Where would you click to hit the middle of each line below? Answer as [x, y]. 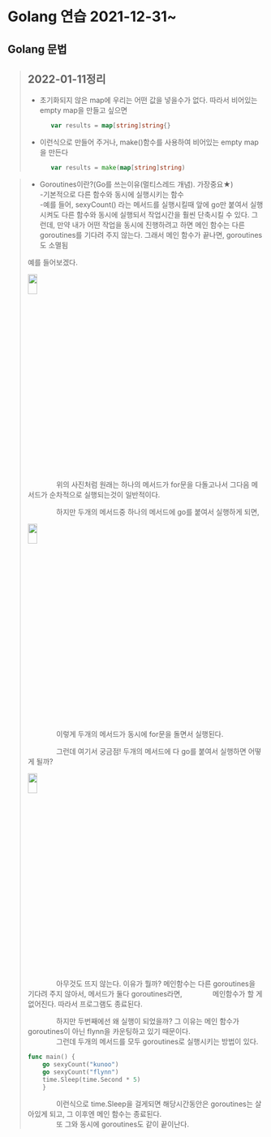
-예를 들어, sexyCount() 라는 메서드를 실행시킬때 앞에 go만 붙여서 [144, 205]
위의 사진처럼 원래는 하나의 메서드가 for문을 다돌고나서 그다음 [153, 485]
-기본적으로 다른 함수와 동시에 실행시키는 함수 [112, 195]
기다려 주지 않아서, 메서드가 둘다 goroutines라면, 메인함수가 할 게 [145, 994]
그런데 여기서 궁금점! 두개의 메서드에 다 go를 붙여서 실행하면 [151, 752]
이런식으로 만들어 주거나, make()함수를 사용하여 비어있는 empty [141, 142]
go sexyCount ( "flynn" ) [81, 1072]
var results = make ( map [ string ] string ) [118, 168]
